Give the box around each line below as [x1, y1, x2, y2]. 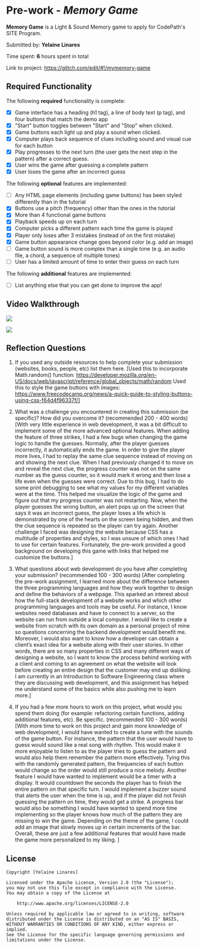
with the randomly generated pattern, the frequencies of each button [14, 760, 184, 768]
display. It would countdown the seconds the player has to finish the [14, 779, 182, 787]
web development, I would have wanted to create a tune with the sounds [14, 729, 193, 736]
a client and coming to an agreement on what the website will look [14, 660, 177, 668]
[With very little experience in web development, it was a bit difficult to [14, 421, 188, 428]
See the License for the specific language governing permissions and [6, 932, 185, 938]
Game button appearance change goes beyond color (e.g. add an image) [14, 238, 194, 245]
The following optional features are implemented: [6, 180, 128, 188]
